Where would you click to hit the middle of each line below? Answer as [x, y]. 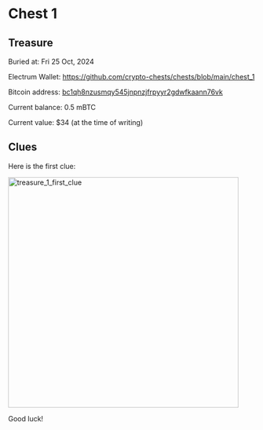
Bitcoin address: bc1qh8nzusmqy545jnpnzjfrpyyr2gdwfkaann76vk [116, 92]
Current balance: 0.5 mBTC [52, 107]
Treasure [31, 43]
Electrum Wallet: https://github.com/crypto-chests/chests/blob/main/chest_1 [131, 77]
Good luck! [26, 418]
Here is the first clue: [42, 166]
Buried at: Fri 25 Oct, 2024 [51, 61]
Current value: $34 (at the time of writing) [76, 122]
